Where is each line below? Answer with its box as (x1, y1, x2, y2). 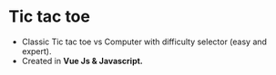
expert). (21, 45, 52, 56)
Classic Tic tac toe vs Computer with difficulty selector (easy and (21, 36, 268, 47)
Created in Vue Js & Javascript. (21, 55, 143, 66)
